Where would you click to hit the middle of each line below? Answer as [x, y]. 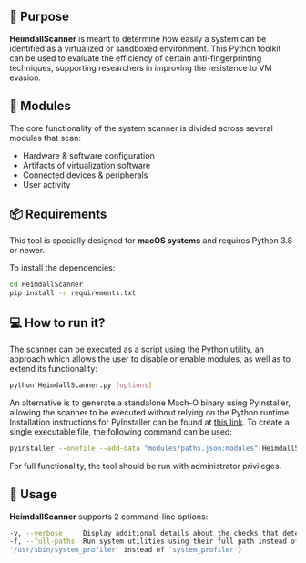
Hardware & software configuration [88, 155]
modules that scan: [46, 138]
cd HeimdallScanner [46, 285]
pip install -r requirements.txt [73, 293]
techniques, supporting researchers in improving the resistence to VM [141, 67]
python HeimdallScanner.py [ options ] [81, 385]
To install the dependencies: [62, 268]
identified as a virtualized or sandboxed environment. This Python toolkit [145, 48]
